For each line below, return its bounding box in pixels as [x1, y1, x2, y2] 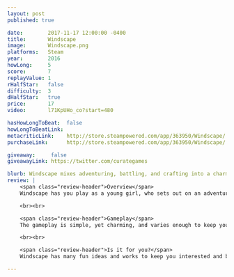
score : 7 [7, 68, 52, 75]
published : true [7, 17, 54, 24]
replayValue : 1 [7, 74, 52, 81]
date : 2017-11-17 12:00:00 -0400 [7, 29, 127, 36]
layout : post [7, 10, 45, 17]
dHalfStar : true [7, 94, 61, 101]
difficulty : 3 [7, 88, 52, 95]
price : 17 [7, 100, 54, 108]
